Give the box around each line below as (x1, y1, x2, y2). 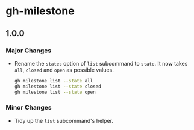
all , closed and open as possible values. (14, 66, 114, 73)
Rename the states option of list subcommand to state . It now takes (14, 60, 188, 67)
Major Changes (5, 46, 52, 55)
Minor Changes (5, 104, 52, 112)
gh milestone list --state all (14, 78, 93, 84)
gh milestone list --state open (14, 89, 96, 95)
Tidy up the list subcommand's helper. (14, 117, 114, 124)
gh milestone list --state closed (14, 83, 101, 90)
